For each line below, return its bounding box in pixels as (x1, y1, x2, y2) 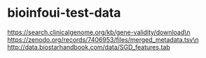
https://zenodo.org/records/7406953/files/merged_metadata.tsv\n (7, 35, 200, 43)
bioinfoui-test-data (7, 5, 121, 21)
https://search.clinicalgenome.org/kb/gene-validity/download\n (7, 28, 191, 36)
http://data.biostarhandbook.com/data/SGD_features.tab (7, 43, 170, 51)
